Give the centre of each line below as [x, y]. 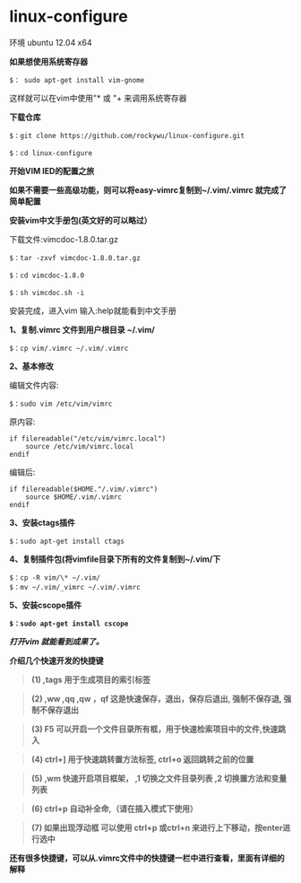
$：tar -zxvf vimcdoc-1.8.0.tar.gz [75, 258]
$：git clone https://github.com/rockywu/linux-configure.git [127, 136]
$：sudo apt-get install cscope [69, 624]
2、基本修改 [31, 366]
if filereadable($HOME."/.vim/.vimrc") [84, 489]
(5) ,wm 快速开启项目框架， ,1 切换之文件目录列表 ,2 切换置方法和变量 [159, 778]
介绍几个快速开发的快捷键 [56, 660]
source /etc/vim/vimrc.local [80, 446]
